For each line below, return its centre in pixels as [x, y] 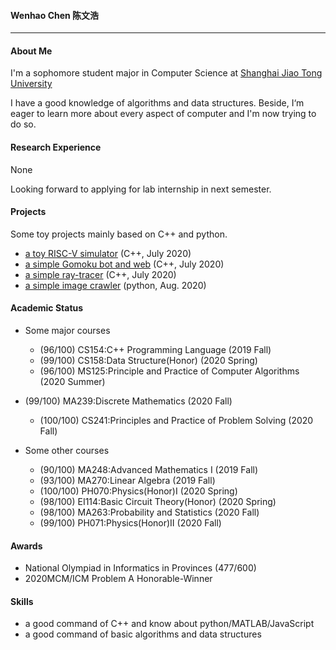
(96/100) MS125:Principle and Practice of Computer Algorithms [169, 371]
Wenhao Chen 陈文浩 [55, 15]
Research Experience [56, 147]
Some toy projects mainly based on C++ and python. [119, 234]
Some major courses [67, 331]
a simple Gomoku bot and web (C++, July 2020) [124, 264]
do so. [23, 124]
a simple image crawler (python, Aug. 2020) [115, 285]
